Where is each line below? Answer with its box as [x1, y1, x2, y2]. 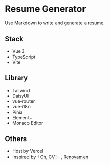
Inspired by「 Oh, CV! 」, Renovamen [12, 154, 89, 160]
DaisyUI [12, 93, 29, 99]
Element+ [12, 114, 33, 120]
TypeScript [12, 53, 36, 60]
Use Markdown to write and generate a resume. [5, 20, 105, 26]
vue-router [12, 98, 35, 104]
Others [5, 134, 28, 143]
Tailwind [12, 87, 30, 93]
